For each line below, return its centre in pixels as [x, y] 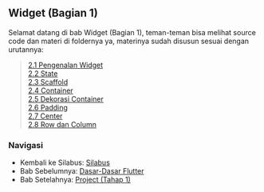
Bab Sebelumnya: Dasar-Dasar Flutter [82, 171]
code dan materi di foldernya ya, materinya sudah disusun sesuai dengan [129, 41]
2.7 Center [45, 116]
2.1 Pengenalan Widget [65, 65]
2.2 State [43, 73]
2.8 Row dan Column [62, 124]
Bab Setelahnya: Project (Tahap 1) [75, 180]
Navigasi [26, 145]
